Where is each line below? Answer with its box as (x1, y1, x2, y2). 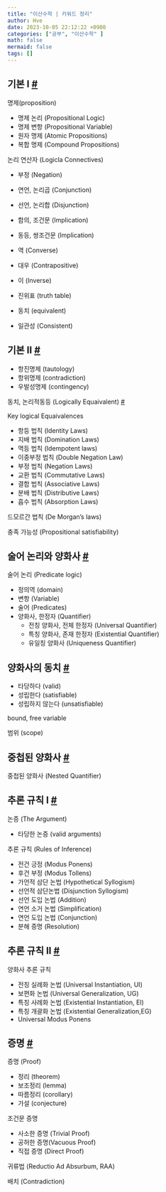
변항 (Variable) (17, 594, 60, 603)
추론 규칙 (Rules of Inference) (7, 844, 92, 853)
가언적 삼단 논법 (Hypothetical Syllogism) (17, 877, 135, 886)
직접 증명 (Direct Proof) (17, 1147, 84, 1156)
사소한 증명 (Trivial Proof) (17, 1129, 90, 1138)
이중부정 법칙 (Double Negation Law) (17, 453, 123, 461)
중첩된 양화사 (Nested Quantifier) (7, 771, 101, 780)
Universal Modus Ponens (17, 1014, 92, 1024)
